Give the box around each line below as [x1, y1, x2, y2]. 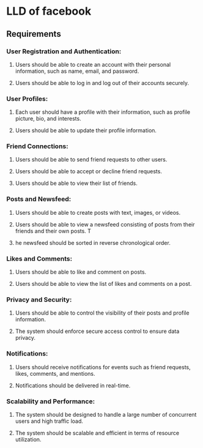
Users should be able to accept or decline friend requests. [15, 168, 162, 175]
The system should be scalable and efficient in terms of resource [15, 429, 179, 436]
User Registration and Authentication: [6, 47, 122, 56]
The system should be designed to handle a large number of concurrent [15, 411, 197, 418]
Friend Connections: [6, 142, 68, 151]
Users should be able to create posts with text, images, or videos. [15, 209, 181, 216]
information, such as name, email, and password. [15, 67, 139, 75]
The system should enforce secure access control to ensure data [15, 327, 180, 335]
